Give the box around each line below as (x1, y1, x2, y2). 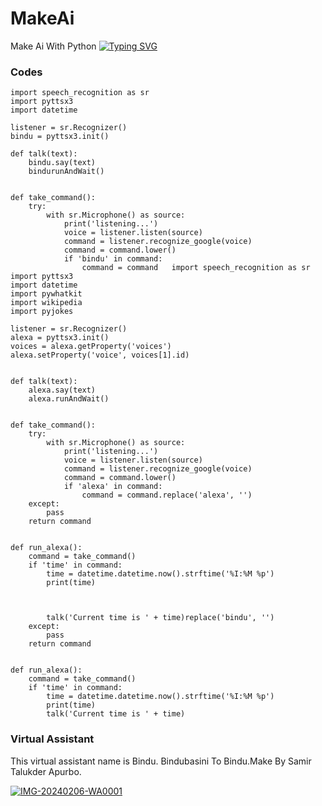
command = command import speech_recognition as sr (81, 263, 311, 273)
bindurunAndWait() (28, 167, 105, 177)
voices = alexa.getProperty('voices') (10, 342, 172, 352)
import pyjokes (10, 307, 74, 317)
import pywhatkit (10, 289, 83, 299)
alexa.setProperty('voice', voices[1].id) (10, 350, 190, 361)
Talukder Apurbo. (10, 765, 82, 777)
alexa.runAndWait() (28, 394, 110, 404)
